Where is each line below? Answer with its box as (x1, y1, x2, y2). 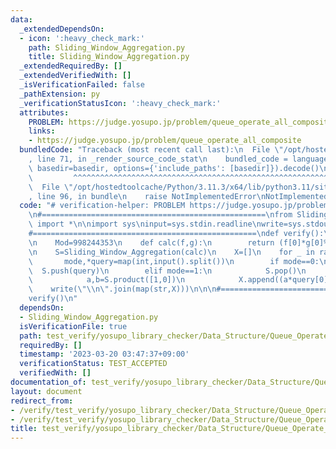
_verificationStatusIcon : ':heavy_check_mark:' (19, 98, 222, 108)
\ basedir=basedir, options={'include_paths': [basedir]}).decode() (28, 163, 320, 173)
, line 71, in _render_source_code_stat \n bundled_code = (28, 154, 288, 164)
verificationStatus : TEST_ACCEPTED (19, 359, 168, 369)
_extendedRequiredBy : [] (19, 61, 123, 71)
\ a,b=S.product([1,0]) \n (28, 275, 186, 285)
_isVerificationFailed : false (19, 80, 145, 90)
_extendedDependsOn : (19, 24, 105, 34)
